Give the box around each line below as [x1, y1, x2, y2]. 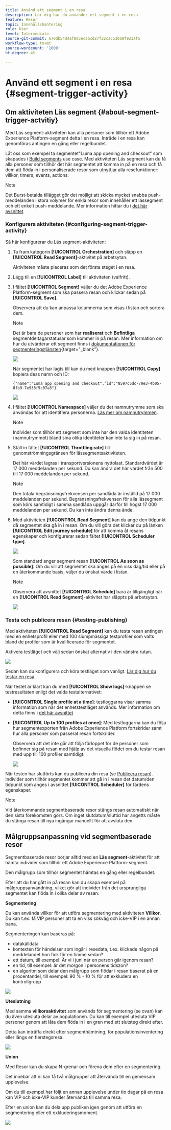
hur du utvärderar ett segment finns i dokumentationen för [12, 340, 136, 347]
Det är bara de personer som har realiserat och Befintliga [12, 330, 135, 336]
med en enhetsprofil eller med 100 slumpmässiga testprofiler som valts [5, 633, 155, 639]
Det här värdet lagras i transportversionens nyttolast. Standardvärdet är [12, 459, 163, 466]
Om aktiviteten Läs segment [5, 108, 97, 117]
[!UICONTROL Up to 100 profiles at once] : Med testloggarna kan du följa [12, 720, 166, 726]
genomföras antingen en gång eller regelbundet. [5, 140, 107, 146]
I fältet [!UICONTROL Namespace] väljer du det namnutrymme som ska [12, 404, 164, 410]
